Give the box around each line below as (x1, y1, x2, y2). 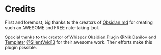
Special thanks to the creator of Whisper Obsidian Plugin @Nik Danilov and (5, 34, 157, 40)
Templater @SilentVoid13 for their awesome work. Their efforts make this (5, 39, 153, 45)
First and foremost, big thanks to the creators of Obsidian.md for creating (5, 19, 153, 25)
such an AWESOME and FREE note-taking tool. (5, 24, 99, 30)
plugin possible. (5, 44, 37, 50)
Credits (5, 3, 36, 15)
